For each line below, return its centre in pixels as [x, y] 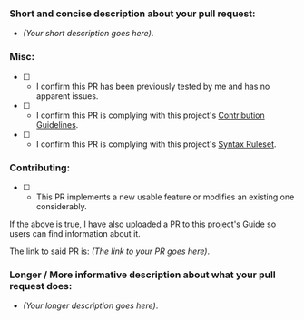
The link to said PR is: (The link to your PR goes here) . [110, 251]
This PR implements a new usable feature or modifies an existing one [165, 197]
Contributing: [40, 168]
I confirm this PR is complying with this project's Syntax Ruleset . [156, 144]
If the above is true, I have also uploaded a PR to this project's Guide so [143, 224]
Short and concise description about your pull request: [132, 14]
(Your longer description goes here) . [90, 305]
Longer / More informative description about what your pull [142, 275]
